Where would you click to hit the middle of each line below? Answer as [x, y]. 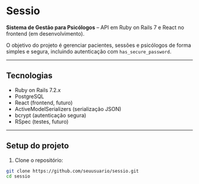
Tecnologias [29, 76]
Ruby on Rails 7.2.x [38, 90]
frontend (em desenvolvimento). [45, 33]
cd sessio [18, 176]
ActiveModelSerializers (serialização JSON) [68, 109]
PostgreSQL [29, 96]
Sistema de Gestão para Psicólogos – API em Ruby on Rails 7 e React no [95, 27]
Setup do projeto [38, 146]
